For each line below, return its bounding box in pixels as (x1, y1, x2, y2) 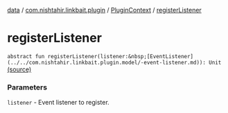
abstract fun (7, 53, 45, 60)
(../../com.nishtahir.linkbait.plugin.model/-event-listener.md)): (7, 59, 207, 66)
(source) (7, 65, 32, 73)
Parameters (7, 82, 47, 92)
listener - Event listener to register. (7, 98, 109, 107)
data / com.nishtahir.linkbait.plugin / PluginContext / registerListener (7, 6, 202, 14)
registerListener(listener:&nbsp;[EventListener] (47, 53, 194, 60)
